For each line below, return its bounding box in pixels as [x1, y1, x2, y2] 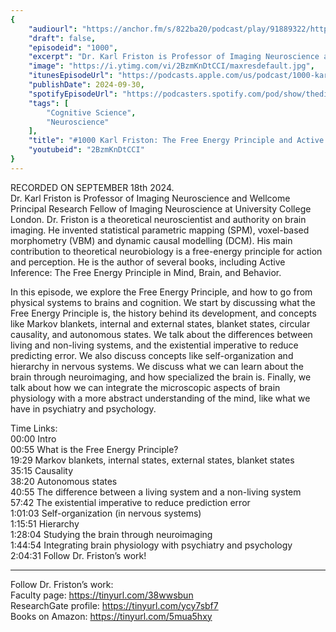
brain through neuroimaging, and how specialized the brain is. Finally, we [10, 371, 312, 383]
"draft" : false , [28, 33, 97, 43]
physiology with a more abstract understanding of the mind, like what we [10, 392, 311, 404]
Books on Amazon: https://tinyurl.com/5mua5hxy [10, 610, 213, 622]
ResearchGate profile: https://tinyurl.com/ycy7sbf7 [10, 599, 219, 611]
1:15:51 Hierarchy [10, 517, 80, 530]
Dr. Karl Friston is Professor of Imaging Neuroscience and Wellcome [10, 192, 291, 204]
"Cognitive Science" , [46, 107, 137, 118]
